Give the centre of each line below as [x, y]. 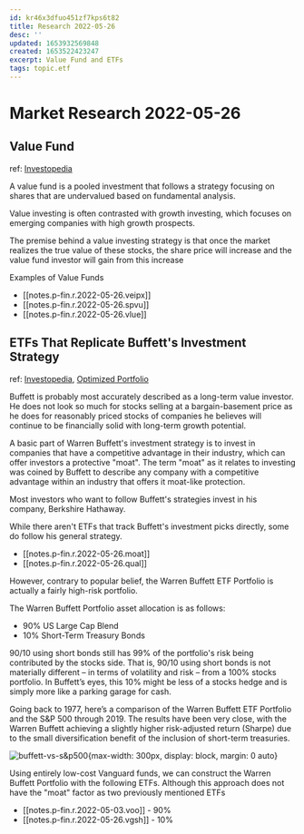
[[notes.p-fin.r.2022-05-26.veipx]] [87, 295]
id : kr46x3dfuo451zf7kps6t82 [64, 18]
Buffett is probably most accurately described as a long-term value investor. [152, 397]
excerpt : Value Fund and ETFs [67, 60]
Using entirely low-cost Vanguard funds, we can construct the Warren [140, 773]
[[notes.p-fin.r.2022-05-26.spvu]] [86, 304]
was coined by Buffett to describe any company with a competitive [134, 472]
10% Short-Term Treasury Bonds [83, 635]
